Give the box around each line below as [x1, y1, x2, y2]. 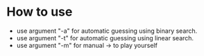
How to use [6, 4, 73, 20]
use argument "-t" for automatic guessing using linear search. [16, 33, 194, 42]
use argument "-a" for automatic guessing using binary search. [16, 27, 198, 35]
